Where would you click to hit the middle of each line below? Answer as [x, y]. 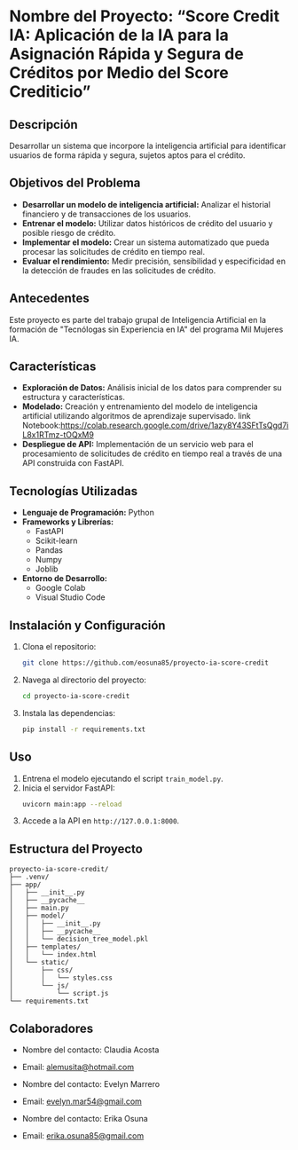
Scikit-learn [56, 541]
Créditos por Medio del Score [119, 73]
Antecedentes [50, 299]
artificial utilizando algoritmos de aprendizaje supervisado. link [136, 416]
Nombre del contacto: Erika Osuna [85, 1118]
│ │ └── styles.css [61, 978]
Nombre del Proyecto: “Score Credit [145, 16]
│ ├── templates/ [45, 947]
